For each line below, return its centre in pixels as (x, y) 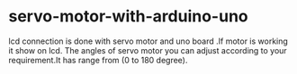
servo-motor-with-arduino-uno (128, 16)
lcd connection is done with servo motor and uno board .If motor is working (148, 41)
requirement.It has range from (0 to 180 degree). (98, 60)
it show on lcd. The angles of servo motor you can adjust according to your (148, 50)
